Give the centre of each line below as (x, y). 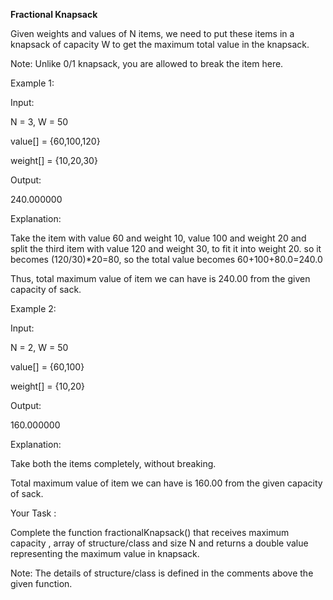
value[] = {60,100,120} (55, 141)
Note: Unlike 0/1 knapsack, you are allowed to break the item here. (147, 63)
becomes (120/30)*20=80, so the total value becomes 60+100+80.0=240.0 (166, 259)
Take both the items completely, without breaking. (113, 463)
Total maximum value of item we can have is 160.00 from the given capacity (166, 483)
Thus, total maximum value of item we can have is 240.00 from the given (160, 278)
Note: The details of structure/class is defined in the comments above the (162, 573)
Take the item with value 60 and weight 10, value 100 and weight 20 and (158, 238)
